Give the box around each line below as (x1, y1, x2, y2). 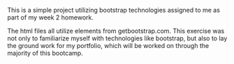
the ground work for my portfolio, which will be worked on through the (7, 42, 210, 49)
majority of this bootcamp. (7, 49, 84, 57)
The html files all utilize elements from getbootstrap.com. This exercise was (7, 27, 225, 35)
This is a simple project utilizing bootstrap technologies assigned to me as (7, 6, 220, 14)
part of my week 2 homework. (7, 13, 94, 22)
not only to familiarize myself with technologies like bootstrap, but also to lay (7, 34, 228, 42)
